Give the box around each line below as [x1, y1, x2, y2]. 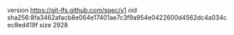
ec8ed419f [7, 21, 38, 29]
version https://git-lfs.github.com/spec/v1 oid [7, 6, 138, 14]
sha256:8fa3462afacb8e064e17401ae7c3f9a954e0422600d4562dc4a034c [7, 13, 227, 22]
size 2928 [39, 21, 68, 29]
